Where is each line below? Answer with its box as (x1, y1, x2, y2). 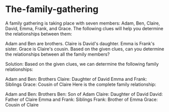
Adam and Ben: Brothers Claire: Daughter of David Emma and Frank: (5, 76, 147, 82)
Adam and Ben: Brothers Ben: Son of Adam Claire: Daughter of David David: (5, 91, 163, 97)
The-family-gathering (5, 4, 99, 15)
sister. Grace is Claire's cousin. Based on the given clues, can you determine (5, 46, 164, 52)
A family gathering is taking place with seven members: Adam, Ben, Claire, (5, 20, 160, 26)
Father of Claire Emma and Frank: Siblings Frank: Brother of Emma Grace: (5, 96, 158, 102)
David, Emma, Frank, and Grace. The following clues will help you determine (5, 25, 163, 31)
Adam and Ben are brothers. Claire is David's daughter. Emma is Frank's (5, 40, 155, 46)
